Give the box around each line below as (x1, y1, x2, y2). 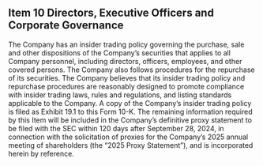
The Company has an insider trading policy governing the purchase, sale (8, 40, 245, 49)
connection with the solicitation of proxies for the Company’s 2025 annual (8, 132, 249, 141)
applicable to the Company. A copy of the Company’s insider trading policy (8, 98, 252, 108)
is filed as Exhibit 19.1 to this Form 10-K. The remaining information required (8, 107, 253, 116)
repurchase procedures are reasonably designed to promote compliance (8, 81, 245, 91)
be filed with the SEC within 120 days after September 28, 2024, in (8, 123, 224, 133)
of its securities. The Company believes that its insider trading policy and (8, 73, 246, 82)
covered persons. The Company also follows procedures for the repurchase (8, 65, 255, 74)
